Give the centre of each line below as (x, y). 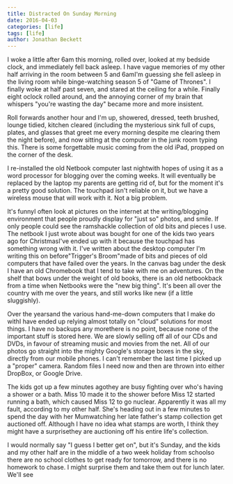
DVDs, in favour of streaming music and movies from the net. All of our (109, 344)
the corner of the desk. (40, 155)
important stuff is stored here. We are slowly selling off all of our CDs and (112, 337)
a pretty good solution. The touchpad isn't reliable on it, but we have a (108, 191)
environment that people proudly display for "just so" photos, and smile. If (113, 219)
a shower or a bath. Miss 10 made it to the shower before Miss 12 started (111, 395)
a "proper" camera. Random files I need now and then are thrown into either (116, 366)
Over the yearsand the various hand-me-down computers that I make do (111, 314)
